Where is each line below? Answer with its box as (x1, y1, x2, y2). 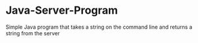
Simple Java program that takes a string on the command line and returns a (5, 23, 193, 30)
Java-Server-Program (5, 4, 118, 17)
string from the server (5, 29, 60, 36)
